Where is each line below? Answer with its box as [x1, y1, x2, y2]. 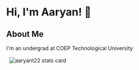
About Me [6, 29, 44, 39]
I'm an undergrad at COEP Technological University [6, 44, 134, 52]
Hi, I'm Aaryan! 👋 [6, 5, 92, 19]
